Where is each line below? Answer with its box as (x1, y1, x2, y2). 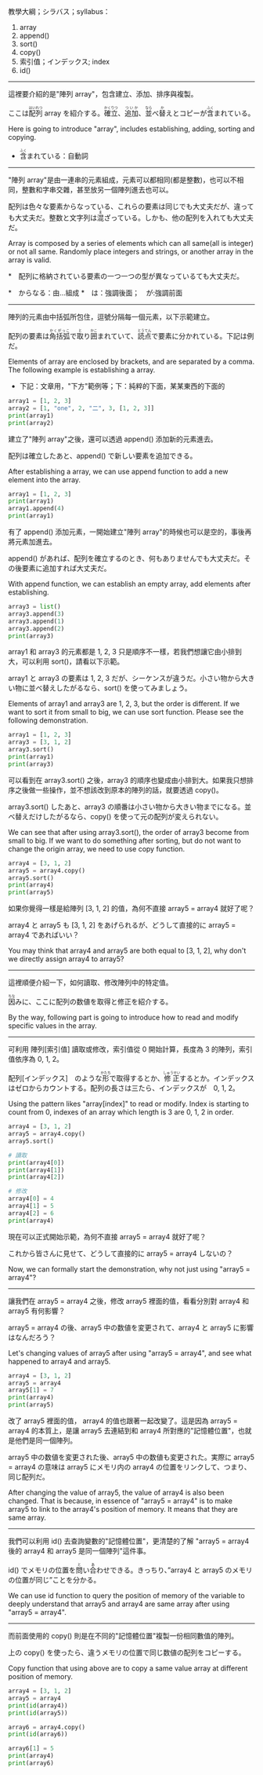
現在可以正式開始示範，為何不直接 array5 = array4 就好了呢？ (8, 1232, 207, 1241)
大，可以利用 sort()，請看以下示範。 (8, 657, 124, 666)
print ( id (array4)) (8, 1701, 68, 1710)
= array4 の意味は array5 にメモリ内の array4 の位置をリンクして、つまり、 (8, 1462, 252, 1471)
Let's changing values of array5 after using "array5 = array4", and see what (8, 1348, 252, 1357)
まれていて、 (97, 331, 139, 340)
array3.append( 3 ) (8, 609, 65, 618)
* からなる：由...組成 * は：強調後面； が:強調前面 (8, 288, 183, 297)
